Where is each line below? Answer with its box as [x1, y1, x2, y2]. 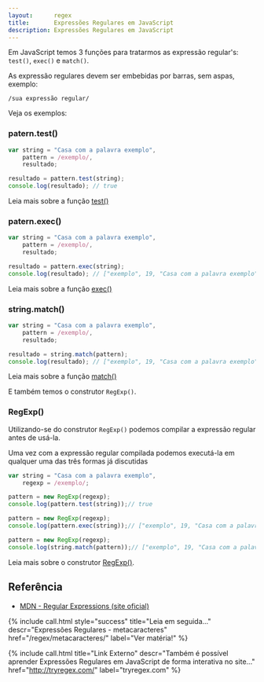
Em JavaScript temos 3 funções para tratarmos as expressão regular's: [8, 48, 239, 57]
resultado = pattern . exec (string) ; [8, 262, 125, 270]
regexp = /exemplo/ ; [22, 478, 90, 487]
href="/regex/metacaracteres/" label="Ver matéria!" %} [8, 633, 189, 643]
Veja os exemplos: [8, 108, 68, 118]
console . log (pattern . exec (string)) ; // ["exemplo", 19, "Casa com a [8, 522, 234, 530]
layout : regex [8, 11, 72, 20]
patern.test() [8, 128, 59, 139]
